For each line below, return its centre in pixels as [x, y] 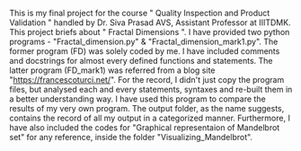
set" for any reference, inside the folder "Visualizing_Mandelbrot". [131, 137]
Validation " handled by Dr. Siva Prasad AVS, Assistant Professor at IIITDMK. [150, 22]
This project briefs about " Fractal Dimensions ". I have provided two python [150, 32]
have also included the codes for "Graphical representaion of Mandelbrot [145, 128]
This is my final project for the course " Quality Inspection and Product [140, 13]
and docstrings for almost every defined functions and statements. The [141, 61]
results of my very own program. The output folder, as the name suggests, [147, 108]
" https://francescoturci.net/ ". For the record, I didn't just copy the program [147, 80]
